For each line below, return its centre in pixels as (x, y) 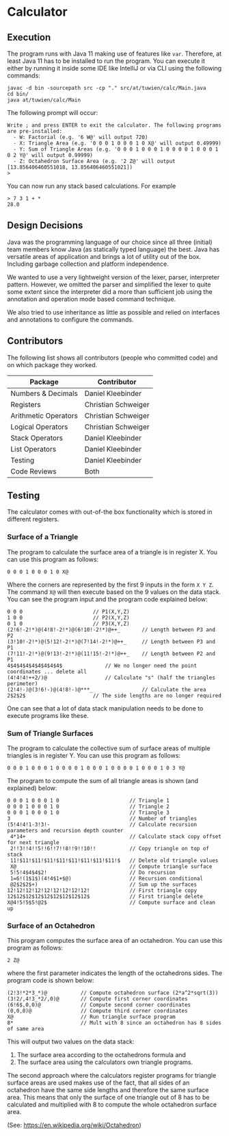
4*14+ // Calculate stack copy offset (116, 837)
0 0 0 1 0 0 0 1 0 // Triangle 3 (88, 813)
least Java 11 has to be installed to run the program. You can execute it (106, 61)
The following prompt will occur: (53, 113)
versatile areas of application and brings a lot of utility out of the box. (104, 256)
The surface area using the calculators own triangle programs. (105, 1062)
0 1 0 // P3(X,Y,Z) (68, 623)
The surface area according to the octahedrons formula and (102, 1055)
